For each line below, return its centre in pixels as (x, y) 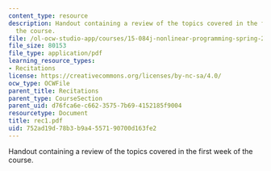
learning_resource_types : (52, 61)
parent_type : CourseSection (56, 98)
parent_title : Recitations (54, 91)
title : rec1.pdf (35, 121)
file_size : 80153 (38, 46)
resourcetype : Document (48, 114)
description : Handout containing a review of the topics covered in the (133, 23)
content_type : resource (48, 16)
